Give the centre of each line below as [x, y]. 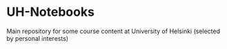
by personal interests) [38, 38]
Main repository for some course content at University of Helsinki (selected [113, 31]
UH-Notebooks [50, 12]
